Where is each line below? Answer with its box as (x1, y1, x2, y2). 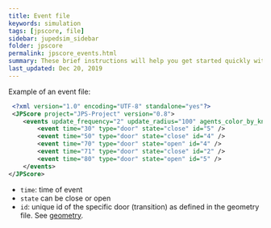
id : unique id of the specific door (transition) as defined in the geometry (19, 201, 260, 211)
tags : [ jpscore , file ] (8, 27, 85, 35)
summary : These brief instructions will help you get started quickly (8, 57, 251, 65)
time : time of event (19, 184, 83, 194)
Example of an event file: (8, 87, 91, 96)
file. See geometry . (19, 210, 84, 220)
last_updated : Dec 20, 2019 (8, 65, 103, 73)
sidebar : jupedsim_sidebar (8, 34, 99, 43)
